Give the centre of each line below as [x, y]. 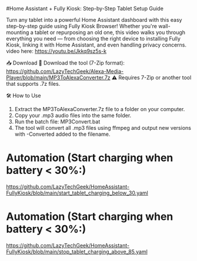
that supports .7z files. [33, 84]
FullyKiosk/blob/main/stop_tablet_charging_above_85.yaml [77, 252]
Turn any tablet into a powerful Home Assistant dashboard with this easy [94, 20]
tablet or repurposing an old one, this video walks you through [110, 32]
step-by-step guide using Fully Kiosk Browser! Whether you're [82, 26]
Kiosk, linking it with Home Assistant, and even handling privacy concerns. [96, 45]
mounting [18, 32]
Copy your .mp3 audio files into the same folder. [73, 115]
